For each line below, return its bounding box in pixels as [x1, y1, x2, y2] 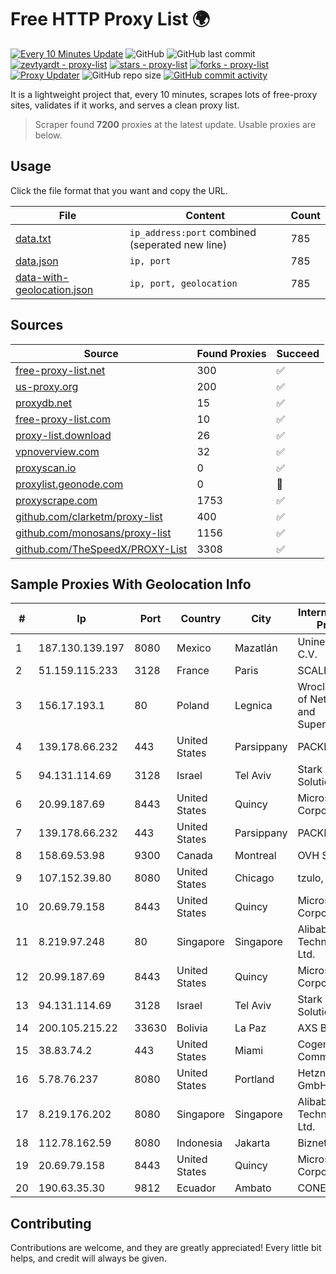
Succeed [276, 346, 320, 360]
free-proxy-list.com [15, 412, 112, 426]
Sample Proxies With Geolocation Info [10, 576, 252, 593]
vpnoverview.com [15, 444, 100, 458]
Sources [10, 317, 64, 334]
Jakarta [234, 1136, 271, 1150]
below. [34, 129, 63, 141]
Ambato [234, 1181, 272, 1195]
